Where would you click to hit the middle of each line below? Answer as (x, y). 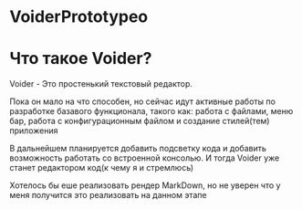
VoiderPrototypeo (79, 17)
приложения (34, 131)
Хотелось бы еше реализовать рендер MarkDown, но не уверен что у (145, 185)
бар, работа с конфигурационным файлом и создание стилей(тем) (140, 121)
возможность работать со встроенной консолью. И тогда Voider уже (145, 158)
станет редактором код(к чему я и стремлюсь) (102, 168)
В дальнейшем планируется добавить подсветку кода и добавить (138, 149)
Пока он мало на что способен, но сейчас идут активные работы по (143, 101)
